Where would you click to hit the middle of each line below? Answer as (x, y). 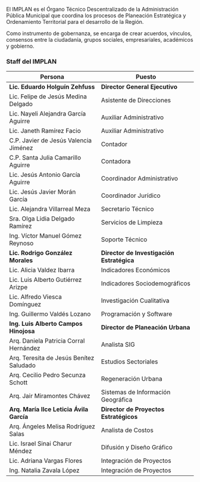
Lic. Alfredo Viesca (36, 297)
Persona (52, 77)
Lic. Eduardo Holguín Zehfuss (52, 87)
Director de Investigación (137, 253)
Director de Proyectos (133, 409)
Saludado (22, 365)
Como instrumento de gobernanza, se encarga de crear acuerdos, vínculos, (99, 33)
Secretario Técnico (127, 209)
